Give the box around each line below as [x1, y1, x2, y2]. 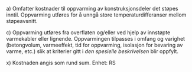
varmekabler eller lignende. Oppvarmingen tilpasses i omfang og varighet [6, 35, 185, 42]
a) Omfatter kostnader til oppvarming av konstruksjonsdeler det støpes [6, 5, 178, 12]
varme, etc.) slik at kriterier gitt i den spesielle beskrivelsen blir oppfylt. [6, 48, 179, 55]
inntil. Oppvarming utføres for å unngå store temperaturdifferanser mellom [6, 11, 187, 18]
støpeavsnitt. [6, 18, 38, 24]
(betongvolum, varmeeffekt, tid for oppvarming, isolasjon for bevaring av [6, 41, 183, 48]
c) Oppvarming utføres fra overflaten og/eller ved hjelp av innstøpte [6, 29, 171, 36]
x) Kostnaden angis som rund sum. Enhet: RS [6, 59, 116, 66]
